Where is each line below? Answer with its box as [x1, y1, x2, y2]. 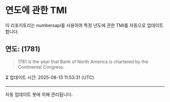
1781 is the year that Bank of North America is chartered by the [17, 59, 148, 65]
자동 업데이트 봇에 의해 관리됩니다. [5, 91, 73, 97]
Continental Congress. [17, 64, 65, 70]
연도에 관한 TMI [5, 5, 67, 16]
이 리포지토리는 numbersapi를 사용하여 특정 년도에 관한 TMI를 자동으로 [5, 22, 146, 28]
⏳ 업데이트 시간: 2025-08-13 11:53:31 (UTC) [5, 74, 95, 80]
